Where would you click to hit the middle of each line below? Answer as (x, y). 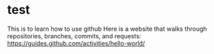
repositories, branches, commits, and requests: (74, 36)
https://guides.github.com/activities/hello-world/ (76, 43)
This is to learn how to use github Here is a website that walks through (107, 29)
